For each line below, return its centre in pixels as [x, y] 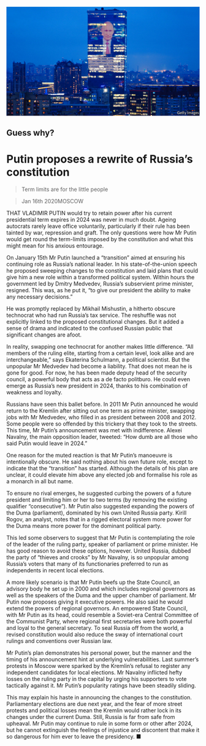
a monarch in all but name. [40, 481]
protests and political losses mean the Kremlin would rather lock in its [94, 710]
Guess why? [30, 133]
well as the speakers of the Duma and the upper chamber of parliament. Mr [101, 595]
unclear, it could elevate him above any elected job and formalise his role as [102, 475]
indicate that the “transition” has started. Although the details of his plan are [102, 468]
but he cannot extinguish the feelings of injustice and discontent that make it [103, 730]
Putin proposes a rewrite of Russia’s [100, 159]
